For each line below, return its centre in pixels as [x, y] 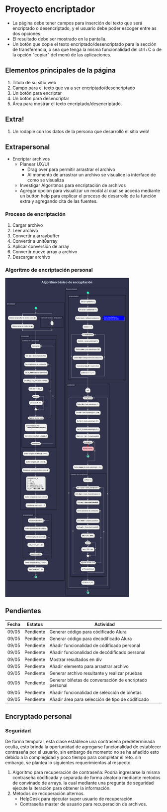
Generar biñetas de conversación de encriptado [98, 680]
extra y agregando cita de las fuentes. [59, 201]
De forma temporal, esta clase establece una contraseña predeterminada [80, 741]
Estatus [35, 625]
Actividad [105, 625]
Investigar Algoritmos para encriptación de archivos [73, 185]
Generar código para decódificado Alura [91, 639]
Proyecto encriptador [50, 9]
